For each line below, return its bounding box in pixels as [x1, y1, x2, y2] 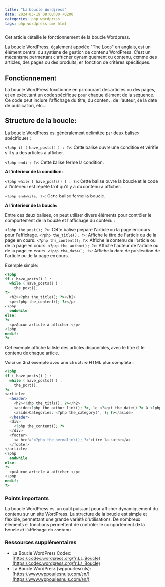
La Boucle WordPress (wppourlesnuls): [12, 566, 92, 572]
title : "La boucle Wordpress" [5, 7, 67, 12]
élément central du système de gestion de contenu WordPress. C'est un [5, 49, 151, 55]
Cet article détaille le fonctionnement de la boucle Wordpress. [5, 34, 130, 40]
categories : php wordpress [5, 16, 60, 21]
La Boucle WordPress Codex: [12, 550, 72, 556]
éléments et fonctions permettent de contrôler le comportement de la [5, 522, 145, 528]
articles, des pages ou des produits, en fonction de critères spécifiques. [5, 59, 151, 65]
